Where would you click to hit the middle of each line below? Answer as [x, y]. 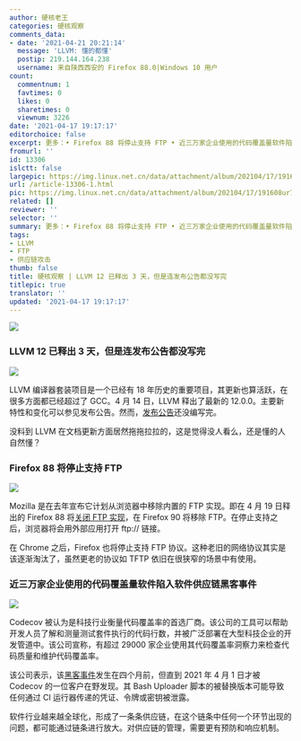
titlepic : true [38, 285]
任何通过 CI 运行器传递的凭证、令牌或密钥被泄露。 [102, 698]
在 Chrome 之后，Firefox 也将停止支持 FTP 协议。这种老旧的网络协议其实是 [148, 547]
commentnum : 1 [43, 84]
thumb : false [34, 269]
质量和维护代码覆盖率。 [60, 656]
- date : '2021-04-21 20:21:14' [68, 43]
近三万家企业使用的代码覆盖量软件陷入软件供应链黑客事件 [133, 584]
